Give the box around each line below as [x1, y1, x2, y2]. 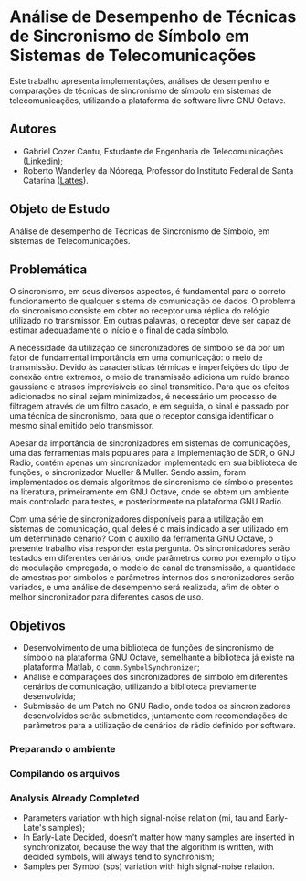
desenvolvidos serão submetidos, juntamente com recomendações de [22, 710, 288, 721]
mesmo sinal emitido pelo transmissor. [9, 420, 154, 431]
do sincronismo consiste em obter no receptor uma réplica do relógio [9, 305, 270, 316]
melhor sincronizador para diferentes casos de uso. [9, 591, 204, 602]
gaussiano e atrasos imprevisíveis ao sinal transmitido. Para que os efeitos [9, 381, 290, 392]
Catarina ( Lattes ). [22, 175, 89, 186]
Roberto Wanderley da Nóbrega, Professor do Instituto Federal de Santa [22, 165, 294, 175]
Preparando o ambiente [9, 743, 116, 756]
